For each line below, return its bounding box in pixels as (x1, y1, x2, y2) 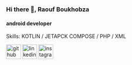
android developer (6, 20, 52, 27)
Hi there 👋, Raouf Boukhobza (6, 5, 90, 13)
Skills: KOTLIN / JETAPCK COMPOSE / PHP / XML (6, 33, 126, 40)
